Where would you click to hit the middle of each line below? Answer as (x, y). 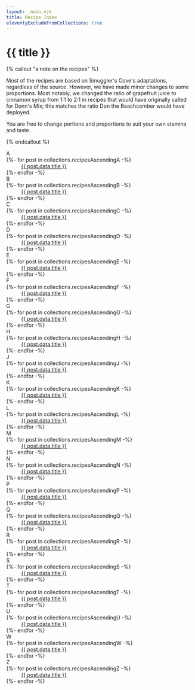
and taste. (18, 130)
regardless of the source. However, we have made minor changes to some (97, 87)
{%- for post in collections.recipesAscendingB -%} (69, 186)
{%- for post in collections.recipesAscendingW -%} (69, 643)
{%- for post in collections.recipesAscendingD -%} (69, 236)
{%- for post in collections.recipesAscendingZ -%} (69, 668)
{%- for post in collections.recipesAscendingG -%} (69, 312)
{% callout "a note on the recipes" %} (52, 69)
